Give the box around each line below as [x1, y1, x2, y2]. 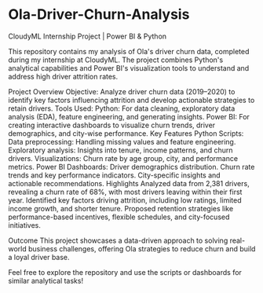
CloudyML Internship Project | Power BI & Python [8, 31, 167, 41]
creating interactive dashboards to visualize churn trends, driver [8, 120, 216, 130]
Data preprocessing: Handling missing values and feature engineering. [8, 137, 236, 146]
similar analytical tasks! [8, 276, 84, 285]
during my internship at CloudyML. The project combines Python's [8, 55, 224, 64]
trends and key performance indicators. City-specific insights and [8, 170, 221, 180]
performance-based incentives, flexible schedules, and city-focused [8, 212, 230, 222]
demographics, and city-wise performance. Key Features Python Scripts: [8, 128, 244, 138]
